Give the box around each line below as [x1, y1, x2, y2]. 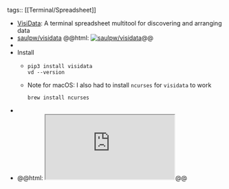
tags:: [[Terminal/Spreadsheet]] [7, 6, 96, 14]
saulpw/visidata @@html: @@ [17, 34, 153, 42]
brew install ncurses [27, 94, 89, 101]
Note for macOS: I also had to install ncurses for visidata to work [27, 81, 212, 89]
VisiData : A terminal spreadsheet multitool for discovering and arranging [17, 19, 222, 27]
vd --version [27, 69, 65, 76]
